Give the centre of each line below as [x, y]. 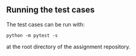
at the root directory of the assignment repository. [69, 46]
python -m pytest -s [32, 36]
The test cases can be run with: [46, 24]
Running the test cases [50, 10]
